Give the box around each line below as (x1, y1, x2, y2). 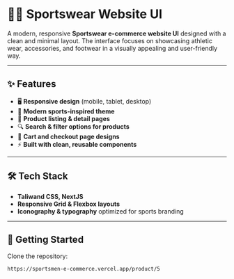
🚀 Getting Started (7, 233, 84, 246)
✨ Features (7, 78, 56, 90)
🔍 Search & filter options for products (17, 122, 130, 131)
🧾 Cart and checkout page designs (17, 132, 120, 141)
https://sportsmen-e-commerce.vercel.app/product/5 (7, 266, 160, 273)
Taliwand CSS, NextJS (17, 192, 84, 200)
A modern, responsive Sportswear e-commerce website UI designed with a (7, 29, 226, 38)
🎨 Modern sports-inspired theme (17, 107, 115, 115)
